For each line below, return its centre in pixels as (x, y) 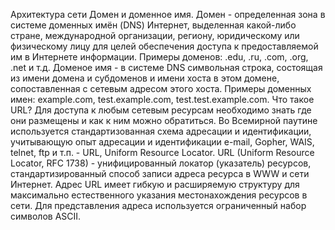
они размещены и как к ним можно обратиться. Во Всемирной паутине (164, 120)
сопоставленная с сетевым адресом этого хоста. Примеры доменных (161, 88)
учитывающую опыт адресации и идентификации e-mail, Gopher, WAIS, (162, 142)
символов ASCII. (46, 216)
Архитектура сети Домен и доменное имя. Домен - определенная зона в (168, 14)
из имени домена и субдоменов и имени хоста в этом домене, (145, 78)
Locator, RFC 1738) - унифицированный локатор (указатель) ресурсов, (161, 163)
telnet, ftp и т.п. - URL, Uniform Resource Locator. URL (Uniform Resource (162, 152)
